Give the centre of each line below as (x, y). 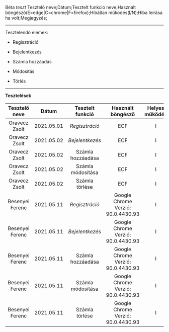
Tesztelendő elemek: (27, 32)
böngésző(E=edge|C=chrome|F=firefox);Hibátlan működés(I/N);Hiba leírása (84, 13)
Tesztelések (18, 96)
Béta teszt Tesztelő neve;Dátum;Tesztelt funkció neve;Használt (71, 7)
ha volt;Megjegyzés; (26, 18)
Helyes (156, 108)
